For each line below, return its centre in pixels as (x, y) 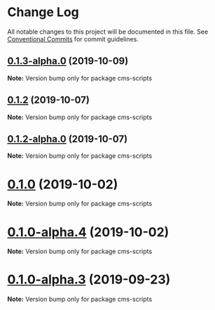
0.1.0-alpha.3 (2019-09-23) (89, 279)
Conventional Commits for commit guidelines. (73, 39)
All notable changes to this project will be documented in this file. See (108, 32)
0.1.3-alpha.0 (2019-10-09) (68, 61)
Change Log (43, 12)
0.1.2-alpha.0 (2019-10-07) (68, 139)
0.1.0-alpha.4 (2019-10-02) (88, 232)
